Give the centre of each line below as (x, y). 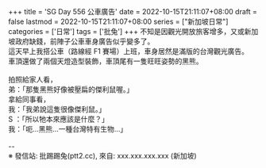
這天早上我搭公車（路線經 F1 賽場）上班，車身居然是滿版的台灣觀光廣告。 (128, 51)
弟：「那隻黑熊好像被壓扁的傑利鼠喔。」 (71, 89)
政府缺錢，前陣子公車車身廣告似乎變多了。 (85, 41)
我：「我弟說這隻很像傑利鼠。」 (57, 109)
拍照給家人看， (33, 79)
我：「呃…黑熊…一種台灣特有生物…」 (68, 129)
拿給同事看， (29, 99)
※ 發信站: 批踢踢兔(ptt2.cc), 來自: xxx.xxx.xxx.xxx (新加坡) (102, 156)
